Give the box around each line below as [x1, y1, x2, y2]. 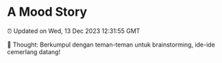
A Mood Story [7, 4, 88, 20]
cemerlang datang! [7, 47, 60, 55]
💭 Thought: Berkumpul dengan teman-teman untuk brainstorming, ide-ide [7, 40, 216, 49]
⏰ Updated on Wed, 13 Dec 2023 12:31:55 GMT [7, 27, 140, 35]
